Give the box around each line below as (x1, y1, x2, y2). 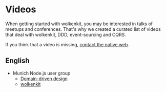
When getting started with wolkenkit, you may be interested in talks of (5, 21, 153, 27)
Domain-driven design (20, 76, 68, 82)
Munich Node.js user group (12, 70, 71, 76)
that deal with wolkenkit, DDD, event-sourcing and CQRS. (5, 31, 127, 38)
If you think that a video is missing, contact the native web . (5, 41, 130, 47)
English (5, 57, 30, 65)
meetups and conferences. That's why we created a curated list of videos (5, 26, 161, 32)
